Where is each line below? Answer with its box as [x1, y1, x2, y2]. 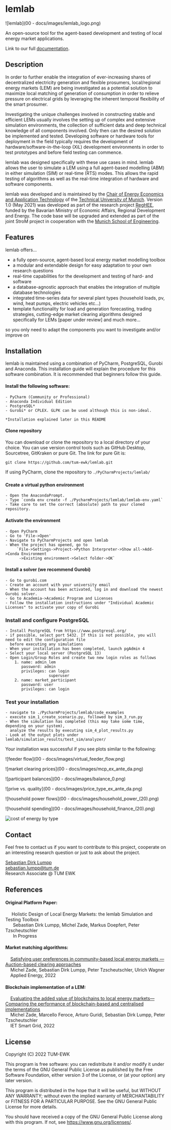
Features [5, 233, 34, 242]
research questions [12, 267, 54, 273]
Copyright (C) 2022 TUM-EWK [5, 1051, 70, 1057]
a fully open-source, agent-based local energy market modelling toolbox [12, 256, 166, 263]
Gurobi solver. [5, 591, 38, 597]
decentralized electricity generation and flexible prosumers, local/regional [5, 79, 161, 85]
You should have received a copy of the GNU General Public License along [5, 1114, 162, 1120]
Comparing [5, 1001, 29, 1007]
